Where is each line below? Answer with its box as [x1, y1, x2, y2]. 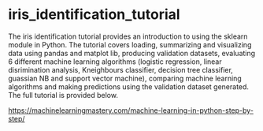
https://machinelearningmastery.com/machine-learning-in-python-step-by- [8, 105, 254, 115]
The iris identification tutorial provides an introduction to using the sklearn [8, 32, 248, 41]
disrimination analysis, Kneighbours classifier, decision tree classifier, [8, 65, 234, 74]
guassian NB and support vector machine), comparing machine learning [8, 73, 242, 83]
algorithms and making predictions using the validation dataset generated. [8, 81, 250, 92]
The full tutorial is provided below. [8, 90, 118, 99]
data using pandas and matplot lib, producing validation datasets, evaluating [8, 48, 256, 58]
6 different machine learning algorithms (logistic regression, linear [8, 57, 222, 66]
